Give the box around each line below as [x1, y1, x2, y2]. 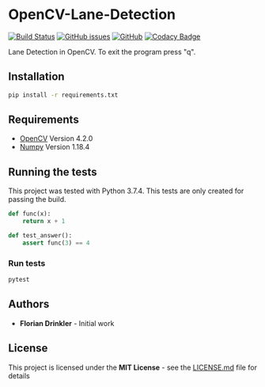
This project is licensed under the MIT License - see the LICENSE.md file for [8, 362, 257, 372]
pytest [8, 275, 30, 284]
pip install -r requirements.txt [8, 91, 119, 99]
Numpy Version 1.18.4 [19, 142, 90, 152]
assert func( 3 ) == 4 [22, 239, 90, 247]
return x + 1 [22, 218, 66, 226]
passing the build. [8, 195, 66, 204]
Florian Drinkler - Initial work [19, 318, 115, 328]
